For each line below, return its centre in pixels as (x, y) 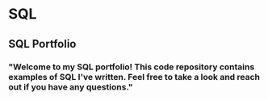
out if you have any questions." (71, 87)
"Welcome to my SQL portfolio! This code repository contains (132, 67)
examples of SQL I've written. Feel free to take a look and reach (134, 77)
